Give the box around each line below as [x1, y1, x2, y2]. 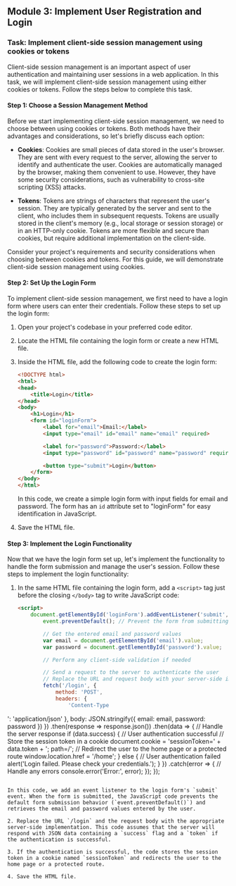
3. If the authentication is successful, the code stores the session [7, 848, 218, 855]
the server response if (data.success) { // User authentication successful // [7, 729, 224, 738]
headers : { [55, 695, 88, 702]
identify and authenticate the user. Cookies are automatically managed [17, 160, 223, 168]
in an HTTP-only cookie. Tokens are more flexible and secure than [17, 226, 209, 235]
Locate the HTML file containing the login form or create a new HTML [17, 337, 219, 345]
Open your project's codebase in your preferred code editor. [17, 323, 193, 332]
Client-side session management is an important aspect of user [7, 63, 191, 71]
